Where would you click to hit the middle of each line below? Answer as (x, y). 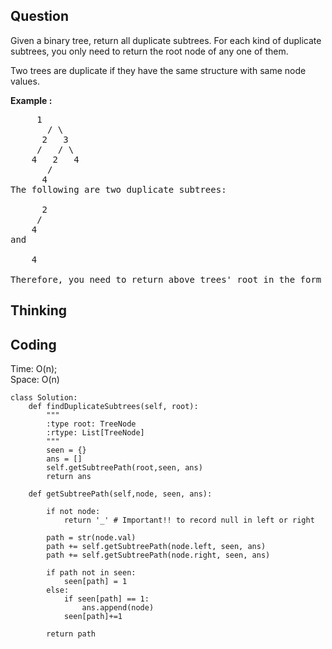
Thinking (39, 310)
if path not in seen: (91, 573)
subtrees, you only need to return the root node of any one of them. (149, 51)
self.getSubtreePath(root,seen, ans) (124, 468)
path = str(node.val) (91, 538)
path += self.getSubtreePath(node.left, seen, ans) (156, 547)
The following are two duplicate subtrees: (118, 189)
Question (39, 16)
